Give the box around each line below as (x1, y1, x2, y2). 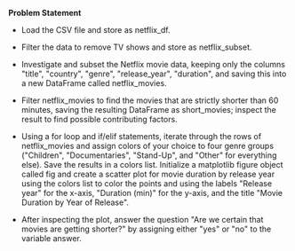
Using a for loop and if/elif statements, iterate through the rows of (20, 131, 262, 141)
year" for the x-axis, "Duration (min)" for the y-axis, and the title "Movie (20, 188, 283, 198)
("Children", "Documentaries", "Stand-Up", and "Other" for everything (20, 150, 277, 161)
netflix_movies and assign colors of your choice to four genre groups (20, 141, 275, 151)
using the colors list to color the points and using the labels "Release (20, 178, 273, 189)
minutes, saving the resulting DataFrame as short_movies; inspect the (20, 105, 276, 114)
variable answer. (20, 233, 82, 243)
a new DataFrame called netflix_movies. (20, 78, 167, 88)
